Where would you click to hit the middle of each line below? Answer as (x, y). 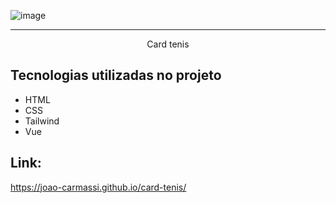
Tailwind (42, 121)
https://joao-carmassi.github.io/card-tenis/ (98, 187)
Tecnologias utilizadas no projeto (116, 75)
